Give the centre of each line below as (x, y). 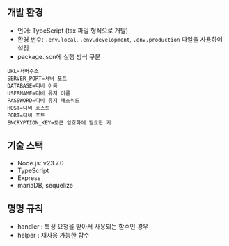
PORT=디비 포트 (26, 115)
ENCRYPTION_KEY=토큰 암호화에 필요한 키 (59, 123)
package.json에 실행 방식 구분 (59, 56)
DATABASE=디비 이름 (32, 85)
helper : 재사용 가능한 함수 (53, 236)
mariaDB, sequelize (45, 185)
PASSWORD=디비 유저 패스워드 (44, 100)
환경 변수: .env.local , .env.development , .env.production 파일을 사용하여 (120, 39)
